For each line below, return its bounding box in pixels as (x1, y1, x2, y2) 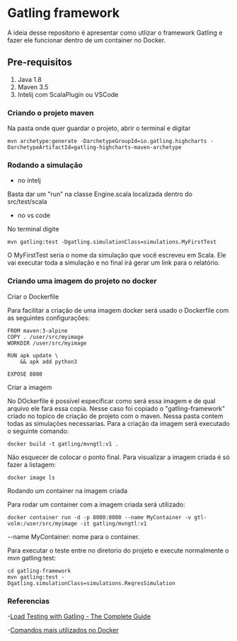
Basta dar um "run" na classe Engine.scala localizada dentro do (7, 190, 193, 199)
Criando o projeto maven (7, 108, 94, 117)
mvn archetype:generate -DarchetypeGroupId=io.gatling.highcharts (7, 138, 207, 145)
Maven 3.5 (17, 83, 49, 91)
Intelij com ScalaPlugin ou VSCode (17, 90, 119, 98)
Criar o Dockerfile (7, 292, 59, 301)
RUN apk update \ (7, 352, 59, 359)
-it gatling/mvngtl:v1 (80, 520, 147, 527)
